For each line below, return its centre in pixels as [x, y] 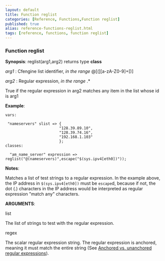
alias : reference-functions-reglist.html [49, 29]
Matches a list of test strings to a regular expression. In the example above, [83, 178]
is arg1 [12, 96]
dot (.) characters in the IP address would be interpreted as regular [74, 189]
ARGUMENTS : [20, 204]
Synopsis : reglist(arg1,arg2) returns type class [53, 62]
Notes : [12, 168]
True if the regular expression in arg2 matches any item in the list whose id [82, 91]
